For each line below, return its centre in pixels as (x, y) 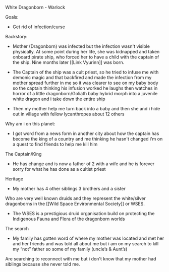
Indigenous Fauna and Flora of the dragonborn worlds (69, 219)
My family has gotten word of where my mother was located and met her (88, 238)
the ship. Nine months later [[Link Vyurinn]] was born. (68, 62)
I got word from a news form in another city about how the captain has (86, 133)
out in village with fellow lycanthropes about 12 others (68, 114)
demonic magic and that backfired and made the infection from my (82, 77)
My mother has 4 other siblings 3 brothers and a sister (69, 189)
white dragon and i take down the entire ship (59, 99)
